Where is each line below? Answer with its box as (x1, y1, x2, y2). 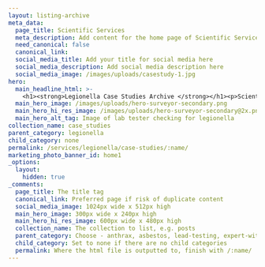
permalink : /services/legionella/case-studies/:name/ (8, 144, 189, 152)
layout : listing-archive (8, 11, 90, 20)
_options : (8, 159, 41, 167)
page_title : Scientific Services (15, 26, 125, 34)
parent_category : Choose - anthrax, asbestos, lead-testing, (15, 232, 221, 240)
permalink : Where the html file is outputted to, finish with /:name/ (15, 246, 252, 254)
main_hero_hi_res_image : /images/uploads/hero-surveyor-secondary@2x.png (15, 107, 263, 115)
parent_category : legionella (8, 129, 104, 137)
